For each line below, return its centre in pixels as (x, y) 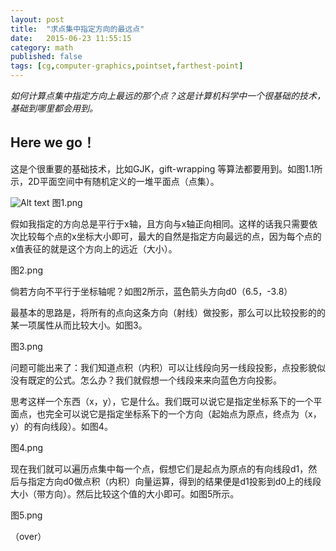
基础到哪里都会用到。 (54, 108)
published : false (46, 57)
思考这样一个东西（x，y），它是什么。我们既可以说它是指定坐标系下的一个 (162, 401)
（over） (28, 536)
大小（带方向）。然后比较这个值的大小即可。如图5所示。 (125, 493)
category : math (42, 47)
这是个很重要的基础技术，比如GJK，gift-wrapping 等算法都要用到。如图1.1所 (166, 168)
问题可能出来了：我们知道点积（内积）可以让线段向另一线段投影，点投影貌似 (168, 367)
